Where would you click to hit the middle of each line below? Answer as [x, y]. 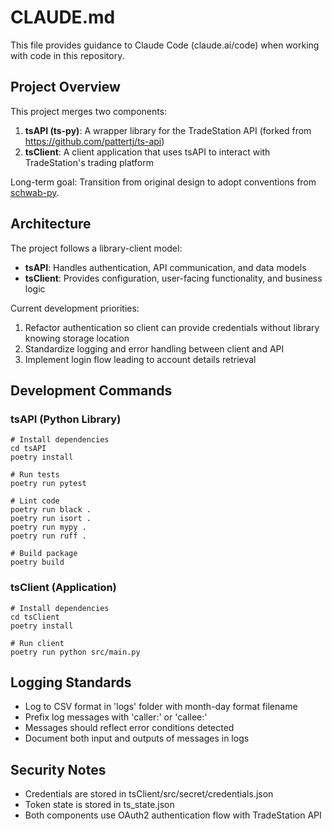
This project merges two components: [89, 111]
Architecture [51, 224]
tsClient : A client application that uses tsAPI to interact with [147, 152]
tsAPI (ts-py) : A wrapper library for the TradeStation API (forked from [168, 130]
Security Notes [58, 769]
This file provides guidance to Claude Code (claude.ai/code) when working [165, 45]
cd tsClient [35, 617]
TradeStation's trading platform [89, 162]
